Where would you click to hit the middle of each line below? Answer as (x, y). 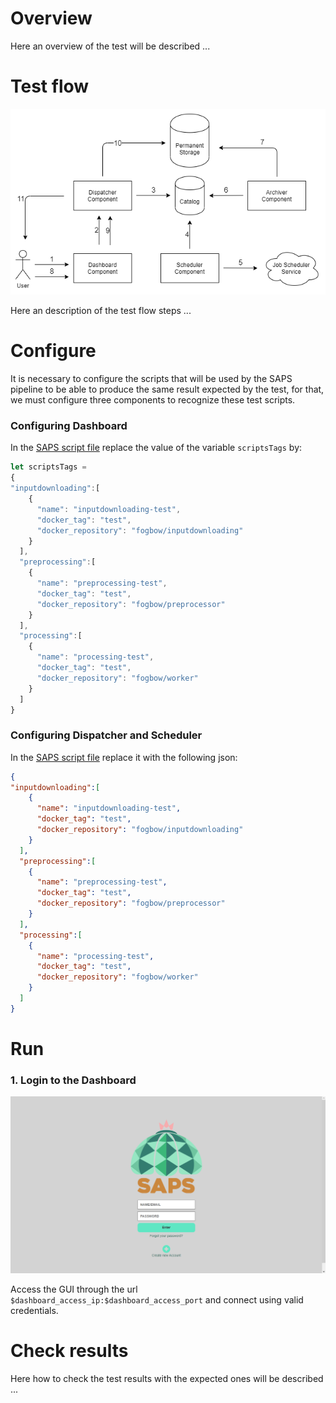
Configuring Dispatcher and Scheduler (106, 735)
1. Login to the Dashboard (73, 1080)
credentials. (34, 1311)
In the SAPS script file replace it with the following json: (124, 757)
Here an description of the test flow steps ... (101, 311)
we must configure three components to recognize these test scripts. (153, 400)
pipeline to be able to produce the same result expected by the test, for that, (167, 389)
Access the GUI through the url (74, 1289)
